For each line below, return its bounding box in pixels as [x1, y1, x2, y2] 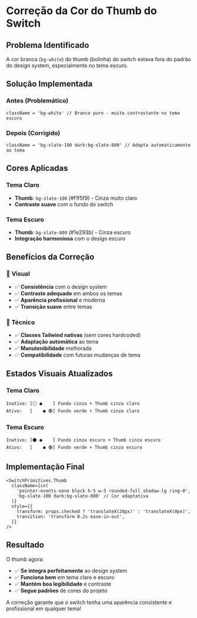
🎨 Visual [6, 270, 31, 278]
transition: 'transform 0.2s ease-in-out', [16, 514, 125, 520]
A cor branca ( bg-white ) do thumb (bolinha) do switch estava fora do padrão [6, 56, 191, 62]
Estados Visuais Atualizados [6, 369, 113, 379]
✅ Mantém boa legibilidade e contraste [14, 580, 112, 587]
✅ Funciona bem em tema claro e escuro [14, 573, 115, 581]
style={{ [11, 503, 33, 509]
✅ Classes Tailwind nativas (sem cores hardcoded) [14, 331, 141, 338]
